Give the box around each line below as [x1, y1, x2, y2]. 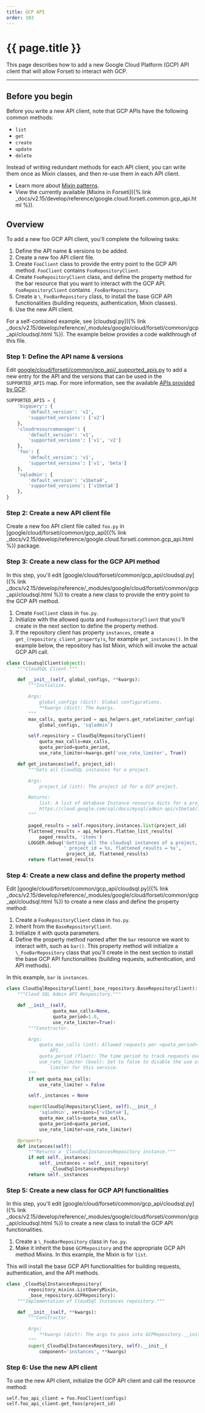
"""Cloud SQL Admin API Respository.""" [17, 992, 121, 998]
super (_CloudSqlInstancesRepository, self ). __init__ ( [28, 1343, 168, 1349]
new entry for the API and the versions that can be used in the [6, 373, 162, 380]
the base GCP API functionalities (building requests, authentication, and [15, 955, 195, 963]
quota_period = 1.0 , [52, 1014, 99, 1020]
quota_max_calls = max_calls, [38, 738, 111, 745]
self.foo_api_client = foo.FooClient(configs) [6, 1395, 127, 1401]
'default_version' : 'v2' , [28, 409, 95, 415]
